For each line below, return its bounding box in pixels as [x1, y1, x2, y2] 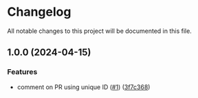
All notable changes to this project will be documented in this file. [7, 27, 192, 35]
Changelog [7, 4, 71, 20]
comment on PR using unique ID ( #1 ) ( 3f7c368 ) [16, 83, 151, 91]
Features [7, 67, 38, 77]
